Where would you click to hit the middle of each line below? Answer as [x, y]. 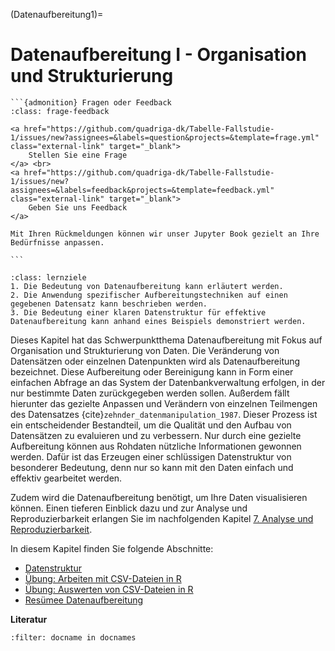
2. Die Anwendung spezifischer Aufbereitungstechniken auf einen [149, 295]
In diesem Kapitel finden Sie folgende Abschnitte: [112, 548]
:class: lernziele [48, 277]
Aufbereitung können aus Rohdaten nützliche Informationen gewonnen [156, 446]
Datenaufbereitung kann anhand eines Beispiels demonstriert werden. [158, 321]
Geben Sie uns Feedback [78, 207]
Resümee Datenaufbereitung [84, 600]
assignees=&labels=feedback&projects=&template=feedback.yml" [142, 190]
